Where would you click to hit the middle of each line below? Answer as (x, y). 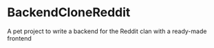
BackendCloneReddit (69, 13)
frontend (20, 38)
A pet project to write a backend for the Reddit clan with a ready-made (107, 31)
